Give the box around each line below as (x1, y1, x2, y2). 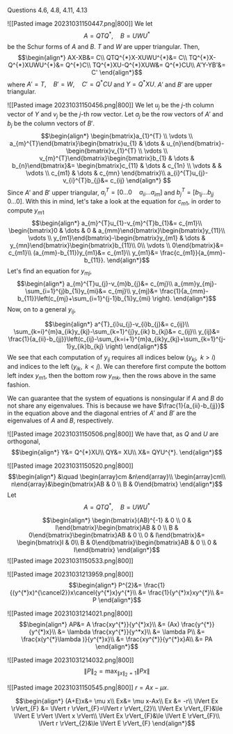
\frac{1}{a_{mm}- (159, 286, 209, 295)
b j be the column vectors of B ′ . (7, 118, 95, 129)
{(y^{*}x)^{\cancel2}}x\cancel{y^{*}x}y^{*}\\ (9, 588, 137, 597)
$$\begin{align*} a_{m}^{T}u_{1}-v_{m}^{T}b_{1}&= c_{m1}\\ (31, 219, 202, 227)
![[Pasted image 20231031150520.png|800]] (7, 461, 134, 470)
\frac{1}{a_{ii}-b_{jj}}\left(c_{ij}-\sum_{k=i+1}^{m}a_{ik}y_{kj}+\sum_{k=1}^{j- (8, 335, 226, 344)
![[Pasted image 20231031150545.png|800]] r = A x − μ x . (7, 683, 169, 691)
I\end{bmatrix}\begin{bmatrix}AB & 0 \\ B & (55, 523, 179, 532)
